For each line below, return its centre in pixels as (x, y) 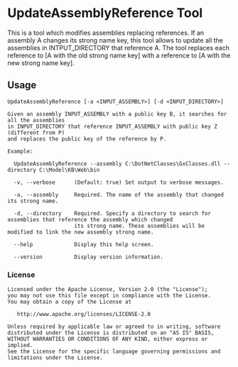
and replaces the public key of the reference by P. (87, 139)
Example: (20, 151)
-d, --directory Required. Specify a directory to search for (113, 213)
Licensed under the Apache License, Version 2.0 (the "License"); (108, 290)
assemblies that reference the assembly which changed (90, 219)
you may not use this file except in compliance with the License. (109, 296)
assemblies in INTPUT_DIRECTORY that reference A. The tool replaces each (118, 48)
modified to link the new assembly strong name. (81, 232)
